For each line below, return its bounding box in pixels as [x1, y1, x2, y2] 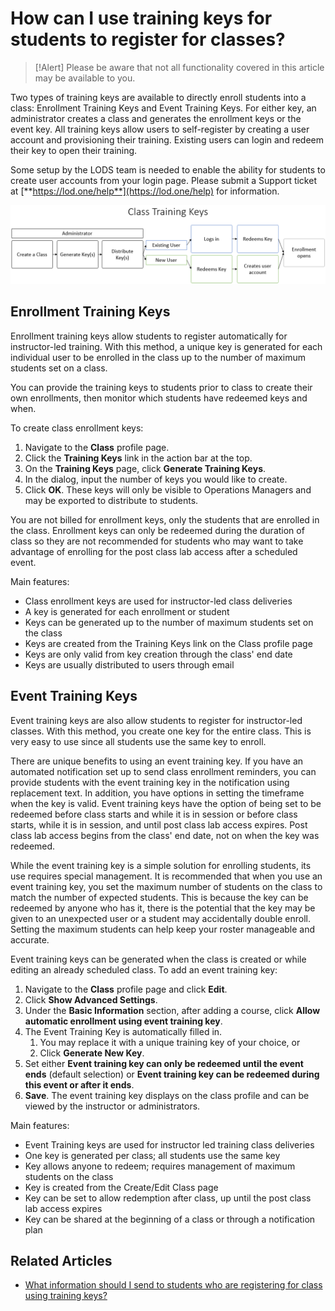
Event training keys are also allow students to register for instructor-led [10, 714, 303, 726]
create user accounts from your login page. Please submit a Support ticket [10, 174, 317, 186]
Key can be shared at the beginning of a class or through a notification [24, 1213, 316, 1225]
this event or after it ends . [24, 1078, 135, 1091]
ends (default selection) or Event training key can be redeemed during [24, 1068, 320, 1080]
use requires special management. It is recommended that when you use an [10, 870, 323, 882]
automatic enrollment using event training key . [24, 1015, 223, 1027]
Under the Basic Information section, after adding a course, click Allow [24, 1004, 321, 1016]
